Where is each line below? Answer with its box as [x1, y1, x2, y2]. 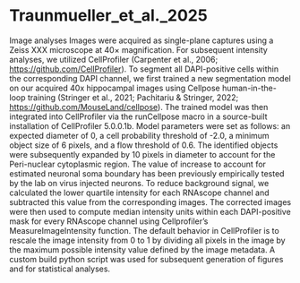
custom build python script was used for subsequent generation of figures [9, 253, 284, 264]
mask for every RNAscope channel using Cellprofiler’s [9, 216, 209, 227]
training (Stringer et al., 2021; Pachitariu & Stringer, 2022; [27, 91, 239, 103]
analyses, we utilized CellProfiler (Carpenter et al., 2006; [9, 54, 219, 64]
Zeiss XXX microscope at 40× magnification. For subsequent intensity [9, 44, 269, 55]
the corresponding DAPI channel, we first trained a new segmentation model [9, 73, 291, 83]
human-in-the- [222, 82, 278, 93]
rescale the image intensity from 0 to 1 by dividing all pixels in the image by [9, 235, 286, 245]
